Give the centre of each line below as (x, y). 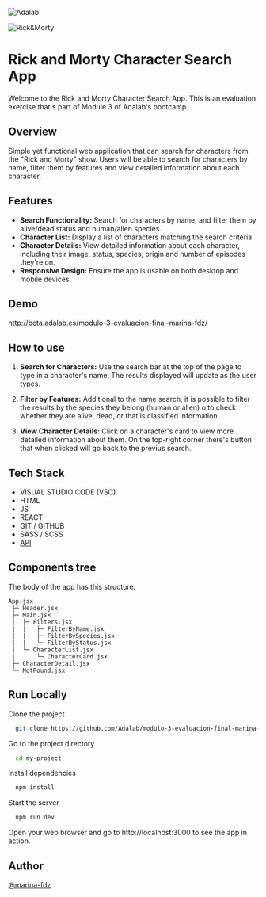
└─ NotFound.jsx (38, 670)
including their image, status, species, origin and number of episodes (133, 254)
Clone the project (36, 714)
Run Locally (38, 695)
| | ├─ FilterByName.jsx (58, 629)
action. (19, 841)
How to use (36, 347)
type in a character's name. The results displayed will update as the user (138, 376)
